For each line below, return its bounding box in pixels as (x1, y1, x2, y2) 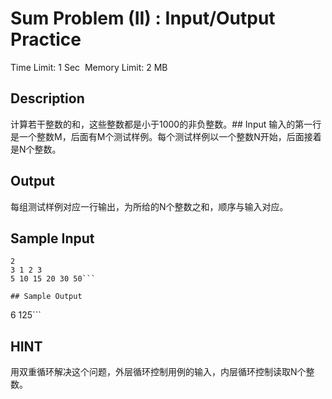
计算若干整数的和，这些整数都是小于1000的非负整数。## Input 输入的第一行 (10, 118, 322, 130)
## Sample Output (10, 292, 83, 302)
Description (10, 90, 85, 107)
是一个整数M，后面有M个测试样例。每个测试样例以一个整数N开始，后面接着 (10, 130, 322, 142)
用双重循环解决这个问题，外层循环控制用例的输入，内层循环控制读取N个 (10, 366, 307, 378)
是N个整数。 (10, 143, 62, 155)
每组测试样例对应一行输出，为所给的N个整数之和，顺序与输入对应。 (10, 200, 289, 212)
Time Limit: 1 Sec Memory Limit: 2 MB (10, 61, 168, 73)
